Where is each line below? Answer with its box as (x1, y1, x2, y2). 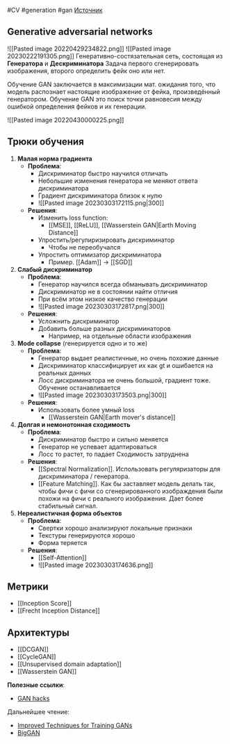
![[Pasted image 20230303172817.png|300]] (38, 302, 165, 310)
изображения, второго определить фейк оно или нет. (7, 66, 165, 75)
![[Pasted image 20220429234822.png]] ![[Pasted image (7, 45, 172, 53)
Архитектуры (7, 626, 69, 638)
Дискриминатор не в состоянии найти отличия (38, 287, 179, 296)
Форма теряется (38, 538, 88, 547)
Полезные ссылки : (7, 681, 65, 689)
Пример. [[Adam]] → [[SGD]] (48, 257, 133, 266)
